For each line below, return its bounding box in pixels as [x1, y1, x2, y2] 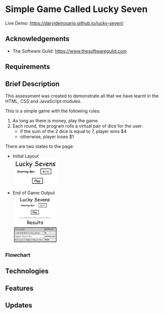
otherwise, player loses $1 [20, 133, 74, 139]
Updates [5, 301, 33, 309]
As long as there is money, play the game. [12, 117, 99, 123]
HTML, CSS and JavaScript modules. [5, 98, 82, 104]
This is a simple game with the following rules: [5, 108, 101, 114]
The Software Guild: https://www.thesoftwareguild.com [12, 48, 127, 54]
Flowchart [5, 251, 31, 258]
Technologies [5, 267, 49, 275]
